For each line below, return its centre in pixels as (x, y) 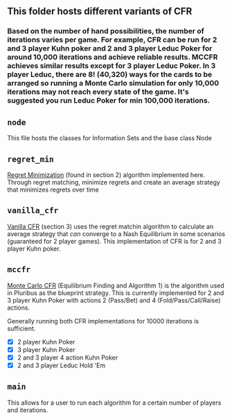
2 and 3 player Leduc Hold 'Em (61, 365)
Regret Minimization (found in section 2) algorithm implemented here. (106, 175)
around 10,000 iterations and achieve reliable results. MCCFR (113, 57)
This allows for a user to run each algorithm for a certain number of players (114, 403)
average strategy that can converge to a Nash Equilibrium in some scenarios (116, 234)
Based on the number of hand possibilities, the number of (106, 31)
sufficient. (21, 328)
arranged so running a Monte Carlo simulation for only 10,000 (113, 83)
